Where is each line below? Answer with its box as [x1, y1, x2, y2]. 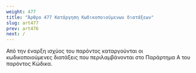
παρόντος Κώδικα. [6, 60, 53, 68]
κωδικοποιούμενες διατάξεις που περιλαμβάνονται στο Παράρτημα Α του [6, 54, 191, 61]
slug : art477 [6, 20, 39, 26]
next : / [6, 31, 26, 37]
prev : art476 [6, 25, 39, 32]
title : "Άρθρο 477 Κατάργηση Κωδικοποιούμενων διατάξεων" [6, 14, 154, 20]
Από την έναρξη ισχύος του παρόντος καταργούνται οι [6, 47, 143, 54]
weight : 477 [6, 8, 36, 15]
